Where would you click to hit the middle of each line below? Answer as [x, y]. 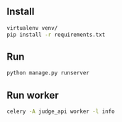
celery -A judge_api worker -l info [61, 112]
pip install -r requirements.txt [56, 35]
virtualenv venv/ [32, 28]
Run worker [33, 95]
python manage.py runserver [48, 73]
